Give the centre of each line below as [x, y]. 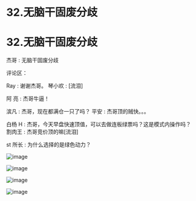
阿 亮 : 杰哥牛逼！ [28, 99]
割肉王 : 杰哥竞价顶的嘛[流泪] [42, 132]
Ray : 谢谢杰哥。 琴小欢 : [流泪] [45, 86]
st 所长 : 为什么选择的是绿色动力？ [49, 145]
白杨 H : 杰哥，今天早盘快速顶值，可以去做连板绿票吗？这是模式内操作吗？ [99, 124]
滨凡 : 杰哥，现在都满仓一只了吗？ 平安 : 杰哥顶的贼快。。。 [78, 112]
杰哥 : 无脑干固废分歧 [32, 60]
